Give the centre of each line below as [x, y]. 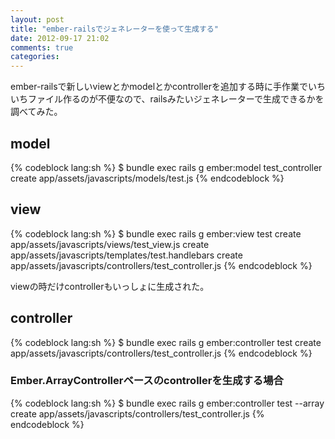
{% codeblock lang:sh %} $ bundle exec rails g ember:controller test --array [167, 403]
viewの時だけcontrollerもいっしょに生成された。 [110, 286]
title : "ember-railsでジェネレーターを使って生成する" [114, 29]
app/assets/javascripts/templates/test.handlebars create [126, 255]
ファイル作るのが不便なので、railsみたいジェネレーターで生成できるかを [176, 99]
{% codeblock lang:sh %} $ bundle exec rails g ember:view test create [156, 233]
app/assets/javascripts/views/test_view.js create [110, 244]
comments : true [42, 47]
